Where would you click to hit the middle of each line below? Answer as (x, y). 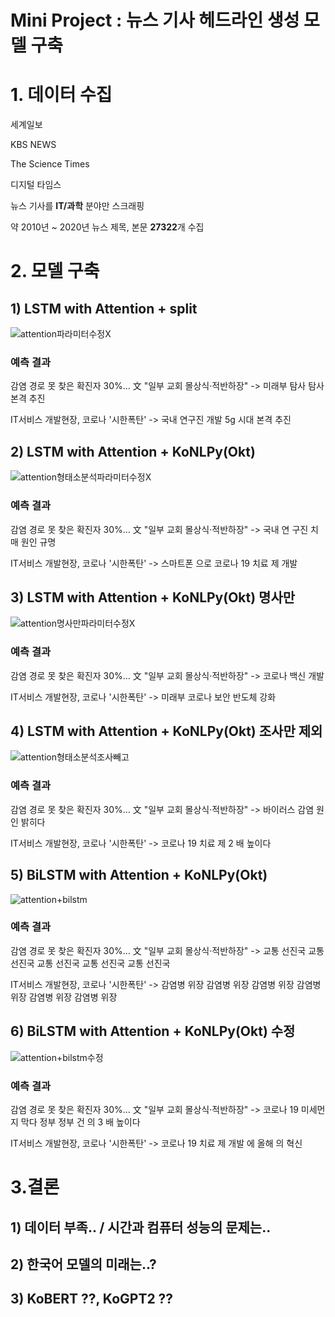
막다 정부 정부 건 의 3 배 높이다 (80, 1122)
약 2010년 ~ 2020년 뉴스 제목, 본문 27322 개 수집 (107, 227)
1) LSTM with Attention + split (104, 308)
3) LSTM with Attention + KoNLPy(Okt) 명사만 (153, 597)
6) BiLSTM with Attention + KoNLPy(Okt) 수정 (153, 1031)
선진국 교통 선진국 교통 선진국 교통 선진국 (90, 963)
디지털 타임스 (36, 185)
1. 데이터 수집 (61, 95)
